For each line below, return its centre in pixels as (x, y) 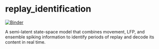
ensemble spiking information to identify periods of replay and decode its (80, 37)
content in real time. (25, 42)
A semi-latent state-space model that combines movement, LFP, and (75, 32)
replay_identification (48, 9)
